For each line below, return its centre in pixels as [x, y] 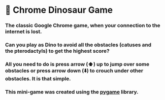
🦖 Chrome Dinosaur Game [59, 10]
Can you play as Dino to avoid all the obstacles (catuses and [78, 45]
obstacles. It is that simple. [38, 78]
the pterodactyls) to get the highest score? [57, 51]
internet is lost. [24, 32]
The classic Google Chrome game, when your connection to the [83, 26]
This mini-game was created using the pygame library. [72, 92]
